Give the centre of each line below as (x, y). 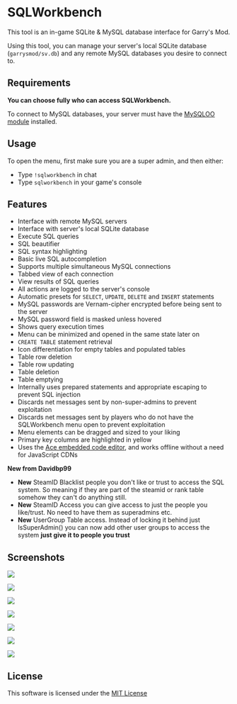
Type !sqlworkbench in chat (57, 174)
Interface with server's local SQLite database (83, 229)
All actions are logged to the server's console (83, 289)
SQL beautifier (39, 244)
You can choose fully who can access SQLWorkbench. (89, 100)
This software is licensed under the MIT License (77, 693)
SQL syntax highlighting (52, 252)
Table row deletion (45, 357)
